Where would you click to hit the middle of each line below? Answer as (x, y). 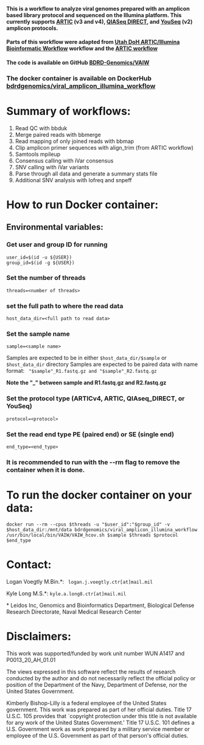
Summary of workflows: (69, 111)
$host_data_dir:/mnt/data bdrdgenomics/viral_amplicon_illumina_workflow (102, 530)
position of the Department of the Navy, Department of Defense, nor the (97, 684)
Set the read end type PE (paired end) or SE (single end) (90, 434)
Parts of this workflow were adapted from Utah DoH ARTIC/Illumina (93, 42)
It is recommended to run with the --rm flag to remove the (93, 462)
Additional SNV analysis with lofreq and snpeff (73, 180)
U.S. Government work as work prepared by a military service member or (98, 729)
